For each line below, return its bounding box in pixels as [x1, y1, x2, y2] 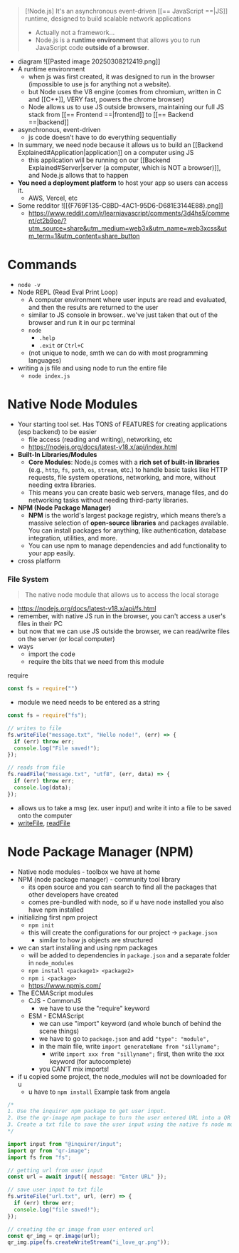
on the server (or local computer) [17, 635, 115, 643]
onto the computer [17, 811, 73, 820]
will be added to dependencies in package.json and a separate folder [28, 950, 230, 960]
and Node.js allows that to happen [28, 171, 129, 179]
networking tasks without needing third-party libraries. [28, 495, 188, 504]
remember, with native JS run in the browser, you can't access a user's [17, 612, 226, 620]
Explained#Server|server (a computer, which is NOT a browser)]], [28, 163, 221, 171]
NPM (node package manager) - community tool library [17, 875, 181, 883]
